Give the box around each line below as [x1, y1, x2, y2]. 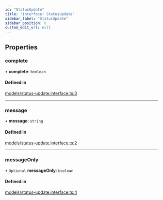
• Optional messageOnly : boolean [5, 168, 74, 173]
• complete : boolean [5, 68, 46, 74]
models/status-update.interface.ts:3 [5, 91, 78, 96]
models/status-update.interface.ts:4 [5, 189, 78, 195]
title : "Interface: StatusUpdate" [5, 12, 75, 16]
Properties [5, 43, 38, 51]
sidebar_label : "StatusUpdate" [5, 16, 68, 21]
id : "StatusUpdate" [5, 7, 45, 12]
